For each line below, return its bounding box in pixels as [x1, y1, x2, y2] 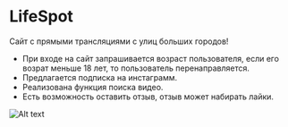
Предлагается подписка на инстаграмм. [21, 72, 178, 82]
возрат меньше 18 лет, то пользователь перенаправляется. [21, 63, 250, 73]
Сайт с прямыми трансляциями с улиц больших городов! [9, 36, 229, 47]
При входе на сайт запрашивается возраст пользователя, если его [21, 53, 280, 63]
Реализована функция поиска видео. [21, 81, 164, 92]
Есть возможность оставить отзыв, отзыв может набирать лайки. [21, 91, 275, 102]
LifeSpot [9, 6, 74, 27]
